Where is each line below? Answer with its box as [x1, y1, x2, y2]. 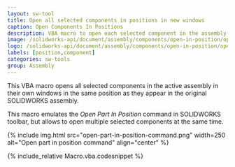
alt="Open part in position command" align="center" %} [7, 138, 169, 147]
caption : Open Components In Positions [7, 23, 124, 30]
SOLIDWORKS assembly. [7, 96, 79, 105]
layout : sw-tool [7, 10, 55, 17]
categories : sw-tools [7, 56, 71, 63]
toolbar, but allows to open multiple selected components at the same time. [7, 117, 224, 126]
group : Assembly [7, 62, 55, 69]
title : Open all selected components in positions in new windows [7, 17, 205, 24]
